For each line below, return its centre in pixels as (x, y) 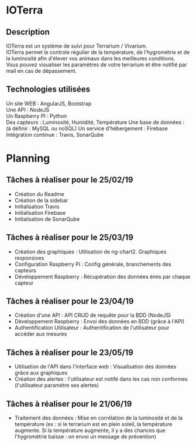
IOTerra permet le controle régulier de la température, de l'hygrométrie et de (98, 52)
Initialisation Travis (37, 207)
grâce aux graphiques (41, 373)
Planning (28, 158)
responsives (29, 258)
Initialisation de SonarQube (47, 219)
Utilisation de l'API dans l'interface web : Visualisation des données (95, 367)
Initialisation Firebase (40, 212)
